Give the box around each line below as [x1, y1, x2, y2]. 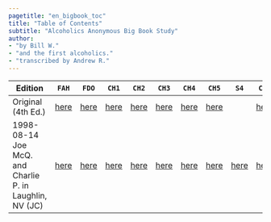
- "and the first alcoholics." [8, 49, 114, 57]
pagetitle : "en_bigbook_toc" [8, 11, 106, 20]
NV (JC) [12, 199, 44, 211]
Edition [15, 82, 44, 94]
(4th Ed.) [12, 106, 46, 117]
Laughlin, [12, 190, 48, 201]
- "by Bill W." [8, 42, 60, 50]
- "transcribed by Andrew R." [8, 57, 110, 65]
